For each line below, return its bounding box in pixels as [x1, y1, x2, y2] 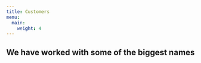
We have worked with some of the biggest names [6, 47, 195, 57]
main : [11, 20, 26, 26]
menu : [6, 14, 20, 20]
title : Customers [6, 8, 50, 15]
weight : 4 [17, 25, 42, 31]
